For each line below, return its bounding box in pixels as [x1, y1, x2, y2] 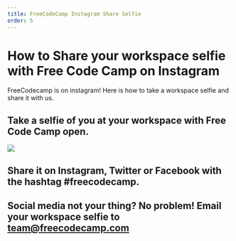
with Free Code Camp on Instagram [7, 63, 220, 79]
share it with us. [7, 94, 54, 102]
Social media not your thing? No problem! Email [7, 200, 222, 212]
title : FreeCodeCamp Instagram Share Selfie [7, 10, 141, 18]
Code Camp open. [7, 125, 89, 137]
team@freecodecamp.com [7, 222, 129, 235]
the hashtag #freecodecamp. [7, 176, 140, 188]
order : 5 [7, 17, 33, 24]
